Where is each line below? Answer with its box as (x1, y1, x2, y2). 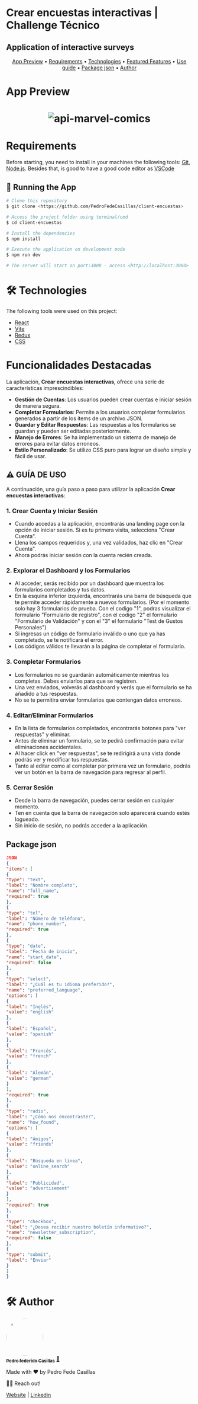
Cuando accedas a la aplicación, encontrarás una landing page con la (14, 520, 185, 527)
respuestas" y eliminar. (14, 731, 71, 738)
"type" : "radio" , (6, 1108, 49, 1114)
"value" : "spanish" (6, 1031, 54, 1037)
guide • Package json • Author (61, 64, 137, 71)
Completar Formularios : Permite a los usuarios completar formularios (14, 408, 185, 415)
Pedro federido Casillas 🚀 (6, 1355, 60, 1364)
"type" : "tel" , (6, 910, 44, 916)
